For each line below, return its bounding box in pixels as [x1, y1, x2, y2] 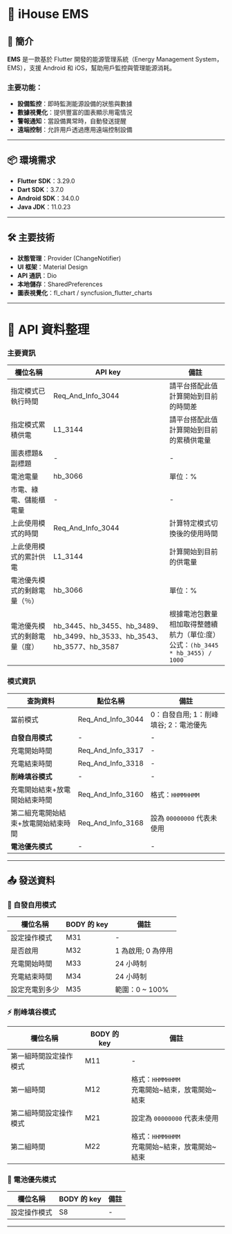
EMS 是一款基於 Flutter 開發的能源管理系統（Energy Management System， [7, 55, 223, 63]
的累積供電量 [168, 435, 211, 445]
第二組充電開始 [10, 808, 60, 817]
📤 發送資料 [7, 875, 55, 886]
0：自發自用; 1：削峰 [150, 710, 219, 719]
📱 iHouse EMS [7, 6, 89, 22]
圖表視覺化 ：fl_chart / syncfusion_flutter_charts [17, 288, 153, 296]
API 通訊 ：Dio [17, 271, 57, 279]
